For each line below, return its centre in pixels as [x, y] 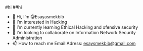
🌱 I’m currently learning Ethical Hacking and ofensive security [75, 27]
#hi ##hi [14, 7]
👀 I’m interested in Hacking [40, 22]
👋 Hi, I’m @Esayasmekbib [38, 17]
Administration [27, 38]
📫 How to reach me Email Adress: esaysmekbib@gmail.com [74, 43]
